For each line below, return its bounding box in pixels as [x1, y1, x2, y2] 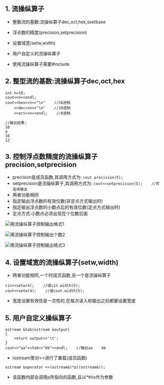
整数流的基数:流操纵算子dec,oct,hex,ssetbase [12, 19, 106, 25]
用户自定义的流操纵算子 [12, 50, 61, 56]
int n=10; [5, 90, 26, 95]
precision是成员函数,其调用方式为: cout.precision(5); [12, 174, 123, 180]
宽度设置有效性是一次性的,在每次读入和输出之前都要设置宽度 [12, 298, 136, 304]
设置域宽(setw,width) [12, 40, 56, 46]
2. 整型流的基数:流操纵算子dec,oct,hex [5, 77, 125, 85]
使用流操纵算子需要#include [12, 61, 70, 67]
